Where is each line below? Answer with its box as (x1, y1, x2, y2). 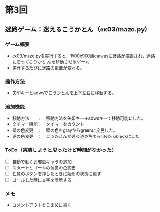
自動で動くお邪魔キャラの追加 (12, 158, 72, 165)
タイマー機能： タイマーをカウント (12, 121, 85, 127)
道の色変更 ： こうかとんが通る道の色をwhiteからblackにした (12, 134, 140, 139)
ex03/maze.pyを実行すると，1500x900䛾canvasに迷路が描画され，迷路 (12, 53, 156, 59)
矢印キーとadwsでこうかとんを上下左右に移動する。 (12, 90, 116, 96)
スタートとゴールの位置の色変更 (12, 165, 76, 170)
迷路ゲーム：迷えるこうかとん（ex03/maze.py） (5, 25, 151, 33)
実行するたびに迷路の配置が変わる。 (12, 65, 85, 71)
